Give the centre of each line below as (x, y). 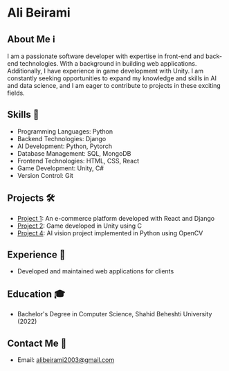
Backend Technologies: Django (62, 138)
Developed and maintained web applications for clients (95, 271)
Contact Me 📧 (37, 343)
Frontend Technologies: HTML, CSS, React (78, 161)
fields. (16, 93)
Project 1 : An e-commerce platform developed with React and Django (116, 218)
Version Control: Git (45, 175)
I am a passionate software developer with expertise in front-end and (106, 56)
